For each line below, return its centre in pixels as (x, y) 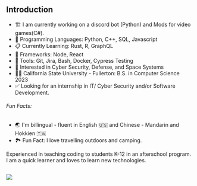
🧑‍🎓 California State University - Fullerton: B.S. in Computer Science (97, 73)
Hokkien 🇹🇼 (30, 133)
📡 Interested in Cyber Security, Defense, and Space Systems (89, 67)
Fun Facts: (19, 106)
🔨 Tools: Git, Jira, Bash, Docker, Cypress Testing (74, 60)
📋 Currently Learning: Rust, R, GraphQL (64, 46)
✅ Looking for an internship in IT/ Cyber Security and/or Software (95, 86)
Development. (32, 92)
